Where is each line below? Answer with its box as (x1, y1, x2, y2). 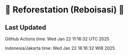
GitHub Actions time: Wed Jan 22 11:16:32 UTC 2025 (5, 36, 110, 42)
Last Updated (5, 23, 46, 32)
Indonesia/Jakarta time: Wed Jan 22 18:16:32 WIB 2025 (5, 45, 115, 51)
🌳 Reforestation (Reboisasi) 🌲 (5, 4, 125, 15)
